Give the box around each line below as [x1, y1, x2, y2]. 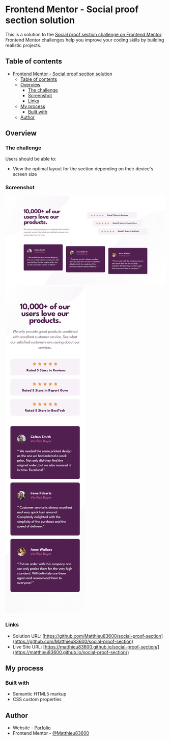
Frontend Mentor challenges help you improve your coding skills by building [5, 37, 164, 43]
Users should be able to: [5, 156, 57, 162]
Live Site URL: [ [12, 643, 45, 650]
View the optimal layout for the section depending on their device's [12, 166, 154, 172]
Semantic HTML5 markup [12, 691, 67, 697]
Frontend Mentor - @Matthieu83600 [12, 730, 90, 736]
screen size [12, 171, 37, 177]
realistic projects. [5, 42, 42, 48]
